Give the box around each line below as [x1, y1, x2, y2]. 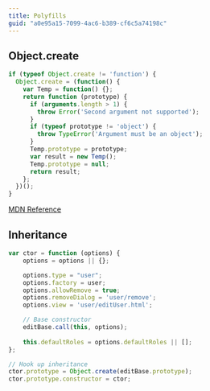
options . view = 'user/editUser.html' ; [23, 301, 153, 310]
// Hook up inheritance [8, 360, 89, 368]
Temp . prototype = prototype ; [29, 146, 128, 154]
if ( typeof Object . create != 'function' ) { [8, 70, 157, 79]
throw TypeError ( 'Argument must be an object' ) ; [37, 130, 204, 138]
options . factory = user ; [23, 278, 106, 286]
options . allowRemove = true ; [23, 286, 121, 294]
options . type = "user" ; [23, 271, 103, 279]
